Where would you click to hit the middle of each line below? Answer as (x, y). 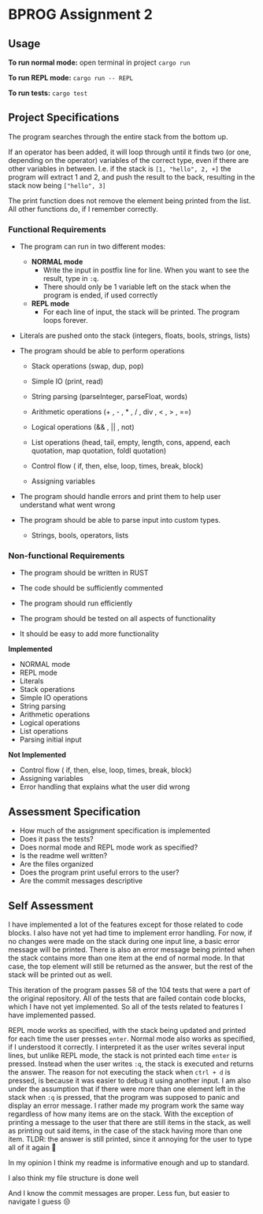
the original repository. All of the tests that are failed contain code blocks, (127, 998)
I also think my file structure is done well (74, 1178)
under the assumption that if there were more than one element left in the (127, 1089)
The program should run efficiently (76, 603)
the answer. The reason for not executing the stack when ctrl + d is (119, 1072)
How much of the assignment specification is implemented (115, 831)
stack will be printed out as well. (60, 975)
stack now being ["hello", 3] (57, 185)
